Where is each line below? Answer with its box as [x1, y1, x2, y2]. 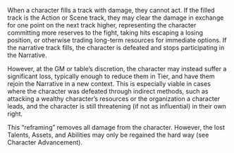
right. [7, 109, 23, 118]
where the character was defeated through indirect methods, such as [7, 87, 209, 95]
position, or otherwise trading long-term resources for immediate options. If [7, 36, 227, 44]
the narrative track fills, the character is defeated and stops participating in [7, 44, 225, 51]
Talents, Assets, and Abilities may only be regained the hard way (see [7, 130, 209, 139]
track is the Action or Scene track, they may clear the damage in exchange [7, 13, 224, 22]
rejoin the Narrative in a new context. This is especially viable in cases [7, 80, 211, 87]
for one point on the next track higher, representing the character [7, 21, 197, 29]
